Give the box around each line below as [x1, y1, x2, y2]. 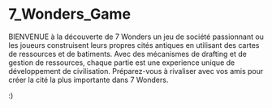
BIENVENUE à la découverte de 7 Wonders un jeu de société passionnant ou [8, 32, 264, 41]
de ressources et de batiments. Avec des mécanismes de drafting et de [8, 49, 248, 58]
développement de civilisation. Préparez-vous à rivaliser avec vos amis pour [8, 66, 264, 76]
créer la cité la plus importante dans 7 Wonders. [8, 75, 169, 84]
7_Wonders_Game [8, 5, 132, 24]
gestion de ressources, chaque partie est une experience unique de [8, 58, 235, 67]
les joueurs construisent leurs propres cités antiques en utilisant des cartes [8, 40, 260, 50]
